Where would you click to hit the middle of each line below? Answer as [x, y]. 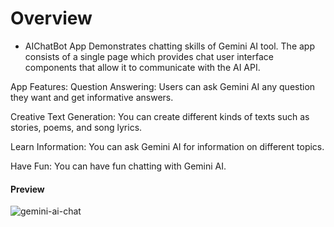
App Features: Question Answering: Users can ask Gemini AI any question [163, 86]
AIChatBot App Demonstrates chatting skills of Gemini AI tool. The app [170, 46]
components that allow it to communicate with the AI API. [142, 67]
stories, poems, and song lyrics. [76, 127]
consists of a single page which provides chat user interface [149, 56]
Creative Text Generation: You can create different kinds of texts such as [160, 116]
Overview [51, 18]
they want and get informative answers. [92, 97]
